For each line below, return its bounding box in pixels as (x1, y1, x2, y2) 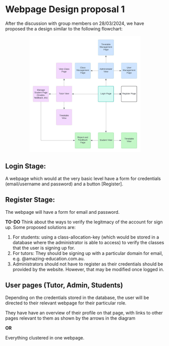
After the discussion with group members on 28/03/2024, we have (5, 20, 144, 26)
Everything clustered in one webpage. (5, 334, 85, 340)
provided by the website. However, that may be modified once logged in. (12, 266, 164, 272)
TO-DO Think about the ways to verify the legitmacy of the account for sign (5, 219, 163, 225)
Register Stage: (5, 196, 55, 204)
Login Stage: (5, 162, 47, 171)
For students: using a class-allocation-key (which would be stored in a (12, 234, 159, 240)
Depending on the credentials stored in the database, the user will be (5, 294, 149, 300)
